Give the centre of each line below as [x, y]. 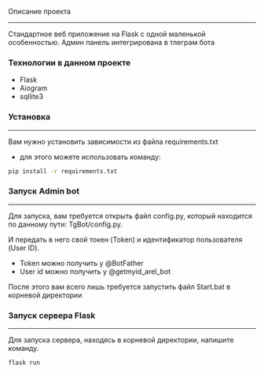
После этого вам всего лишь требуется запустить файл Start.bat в [119, 286]
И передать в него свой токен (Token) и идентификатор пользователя [125, 239]
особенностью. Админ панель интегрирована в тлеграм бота [112, 42]
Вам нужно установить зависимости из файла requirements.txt [113, 142]
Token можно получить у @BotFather [81, 263]
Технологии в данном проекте [70, 62]
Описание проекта [40, 11]
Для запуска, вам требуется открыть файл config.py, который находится [130, 216]
